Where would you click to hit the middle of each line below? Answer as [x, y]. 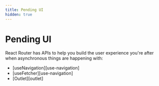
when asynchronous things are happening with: [54, 58]
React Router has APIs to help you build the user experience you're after [79, 53]
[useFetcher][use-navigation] [43, 73]
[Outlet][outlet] [28, 78]
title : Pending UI [24, 10]
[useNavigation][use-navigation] [46, 68]
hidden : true [19, 14]
